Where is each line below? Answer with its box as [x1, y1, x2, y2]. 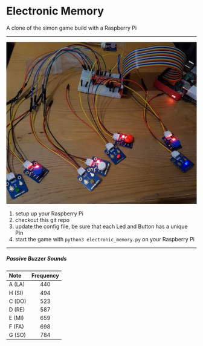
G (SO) [8, 331, 26, 338]
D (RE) [8, 306, 25, 313]
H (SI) [8, 289, 24, 296]
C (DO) [8, 298, 27, 305]
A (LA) [8, 281, 25, 288]
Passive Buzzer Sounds [6, 255, 67, 263]
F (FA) [8, 322, 24, 330]
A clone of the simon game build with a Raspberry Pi [6, 24, 137, 31]
